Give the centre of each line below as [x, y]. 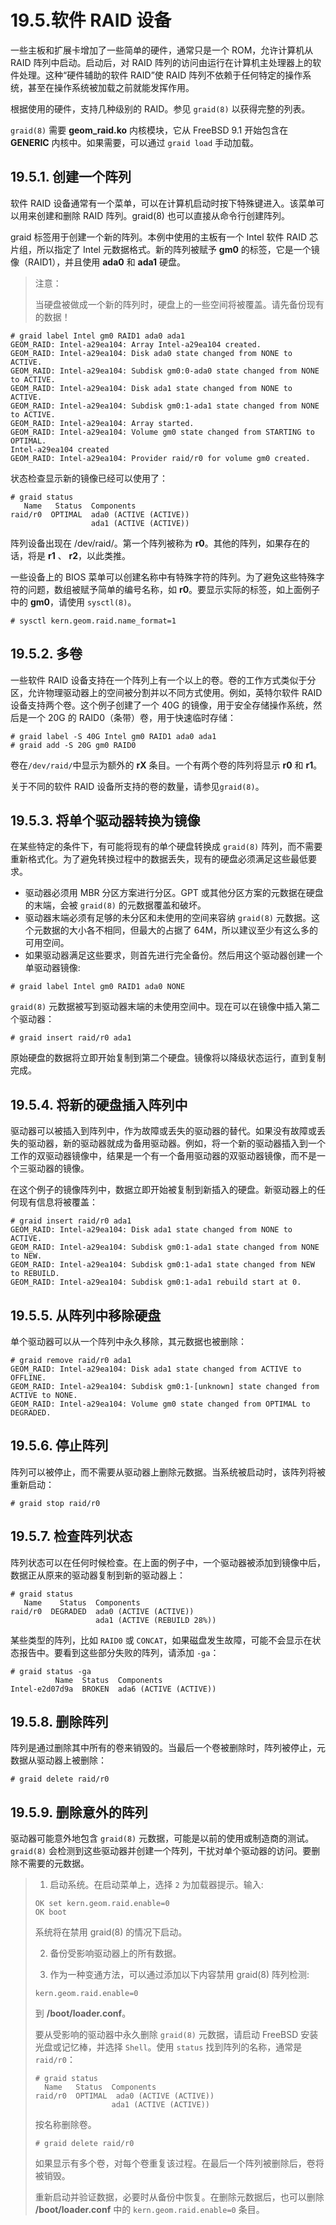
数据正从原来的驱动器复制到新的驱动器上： [98, 1575]
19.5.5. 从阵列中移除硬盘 [86, 1315]
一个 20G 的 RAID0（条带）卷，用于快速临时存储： [132, 717]
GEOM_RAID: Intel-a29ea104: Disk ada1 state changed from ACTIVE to [156, 1369]
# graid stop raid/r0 [55, 1503]
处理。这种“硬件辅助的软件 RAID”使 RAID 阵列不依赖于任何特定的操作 [160, 75]
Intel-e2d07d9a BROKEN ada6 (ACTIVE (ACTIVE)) [113, 1689]
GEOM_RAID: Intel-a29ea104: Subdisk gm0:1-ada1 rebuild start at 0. [156, 1282]
